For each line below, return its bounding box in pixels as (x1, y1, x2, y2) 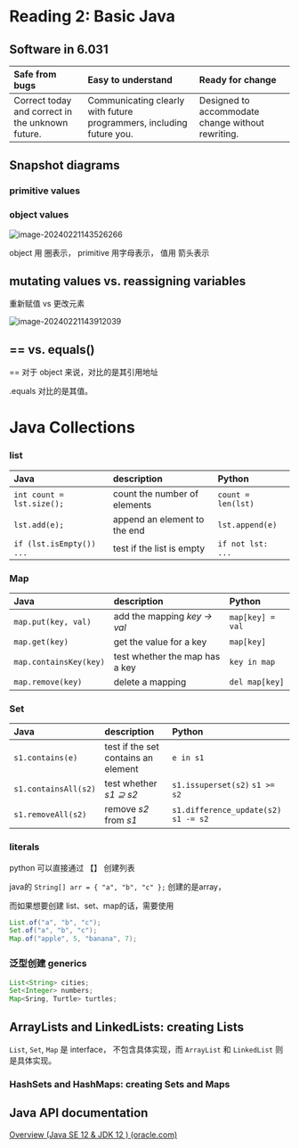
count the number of (112, 488, 198, 500)
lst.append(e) (217, 520, 278, 529)
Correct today (13, 94, 72, 106)
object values (9, 209, 69, 221)
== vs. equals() (9, 341, 95, 357)
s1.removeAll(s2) (13, 809, 87, 820)
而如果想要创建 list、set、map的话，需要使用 (9, 900, 174, 911)
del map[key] (229, 677, 285, 687)
